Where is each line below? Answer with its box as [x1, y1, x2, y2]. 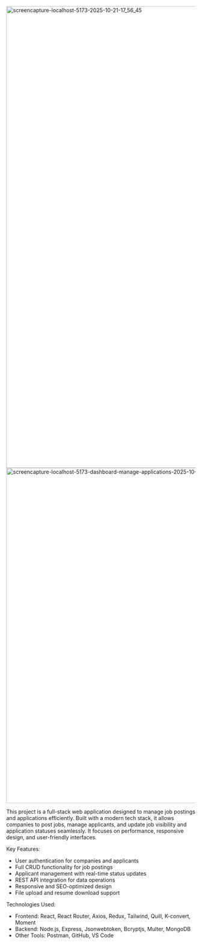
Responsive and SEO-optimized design [14, 883, 112, 889]
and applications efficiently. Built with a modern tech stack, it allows [6, 815, 174, 821]
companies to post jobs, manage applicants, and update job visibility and [6, 821, 187, 828]
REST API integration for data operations [14, 876, 115, 883]
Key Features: [6, 845, 40, 853]
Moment [14, 919, 36, 926]
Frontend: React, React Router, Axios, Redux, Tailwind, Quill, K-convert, [14, 912, 191, 920]
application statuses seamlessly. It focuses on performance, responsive [6, 827, 185, 835]
